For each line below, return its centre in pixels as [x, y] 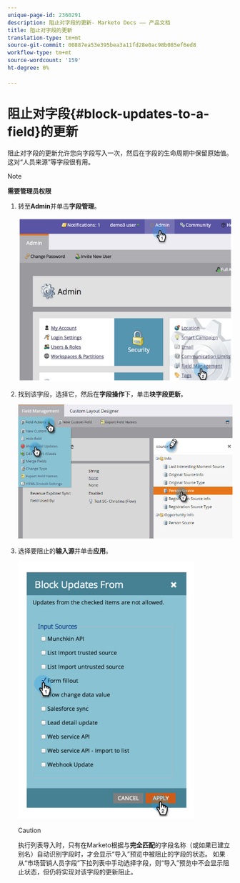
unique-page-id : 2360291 [44, 15]
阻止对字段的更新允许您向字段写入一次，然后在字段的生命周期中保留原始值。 [120, 153]
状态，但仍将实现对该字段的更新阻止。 [80, 872]
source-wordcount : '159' [44, 61]
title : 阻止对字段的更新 [40, 30]
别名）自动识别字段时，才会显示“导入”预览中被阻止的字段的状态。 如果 [122, 854]
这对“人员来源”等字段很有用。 [51, 161]
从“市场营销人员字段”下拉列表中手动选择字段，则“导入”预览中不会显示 [120, 863]
